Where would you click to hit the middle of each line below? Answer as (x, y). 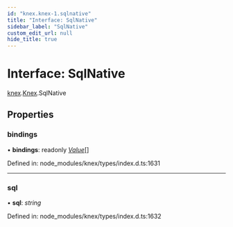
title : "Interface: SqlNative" (52, 20)
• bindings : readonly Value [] (48, 149)
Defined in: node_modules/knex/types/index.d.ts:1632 (84, 217)
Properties (31, 115)
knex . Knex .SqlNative (37, 93)
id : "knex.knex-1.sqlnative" (49, 14)
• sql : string (24, 203)
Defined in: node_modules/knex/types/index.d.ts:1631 (84, 163)
